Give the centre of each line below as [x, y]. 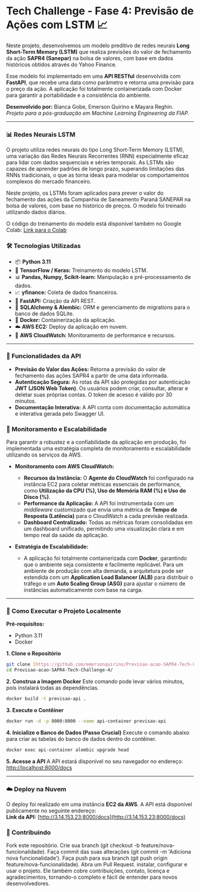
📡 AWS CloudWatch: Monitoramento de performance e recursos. [95, 335]
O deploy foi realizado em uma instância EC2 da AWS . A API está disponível [99, 804]
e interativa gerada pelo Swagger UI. [60, 413]
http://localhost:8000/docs [39, 767]
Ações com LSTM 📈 [57, 25]
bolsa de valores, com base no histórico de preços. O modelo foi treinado [96, 206]
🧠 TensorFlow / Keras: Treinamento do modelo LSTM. [81, 270]
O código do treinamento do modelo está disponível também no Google [94, 224]
